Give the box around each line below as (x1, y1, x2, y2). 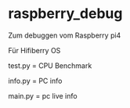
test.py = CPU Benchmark (8, 60, 92, 70)
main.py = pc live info (8, 91, 78, 100)
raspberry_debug (8, 5, 123, 23)
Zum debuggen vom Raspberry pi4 (8, 31, 121, 40)
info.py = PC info (8, 76, 63, 85)
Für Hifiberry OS (8, 45, 61, 55)
